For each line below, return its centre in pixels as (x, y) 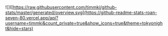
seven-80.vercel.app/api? (32, 18)
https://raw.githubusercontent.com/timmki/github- (65, 7)
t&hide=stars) (19, 28)
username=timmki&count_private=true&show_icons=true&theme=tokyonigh (84, 23)
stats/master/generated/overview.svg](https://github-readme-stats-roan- (81, 12)
